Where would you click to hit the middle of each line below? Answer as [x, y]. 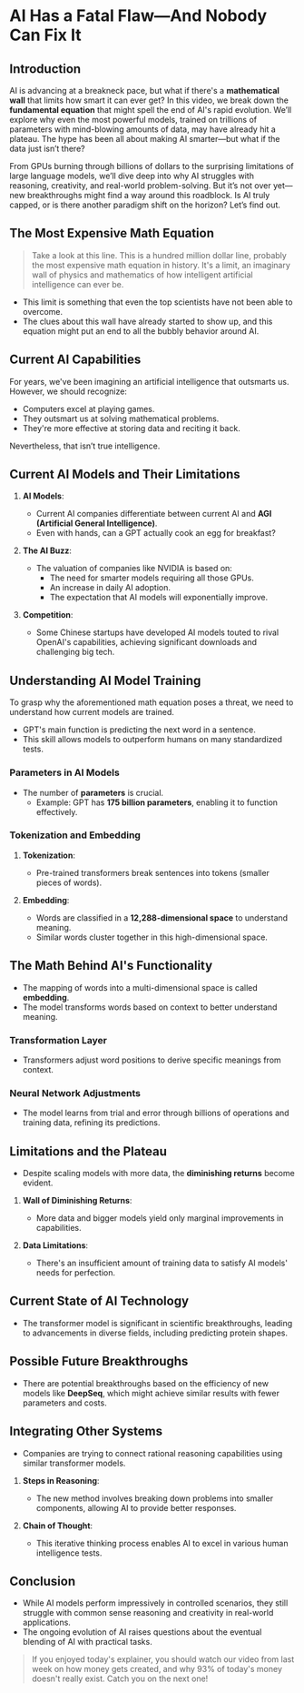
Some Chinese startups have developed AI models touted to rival [157, 632]
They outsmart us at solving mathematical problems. [121, 418]
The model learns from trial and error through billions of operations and [156, 1113]
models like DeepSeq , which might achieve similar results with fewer [151, 1393]
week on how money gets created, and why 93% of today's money [157, 1669]
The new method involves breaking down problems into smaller [155, 1498]
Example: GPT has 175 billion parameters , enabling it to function [157, 802]
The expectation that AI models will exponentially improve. [159, 598]
